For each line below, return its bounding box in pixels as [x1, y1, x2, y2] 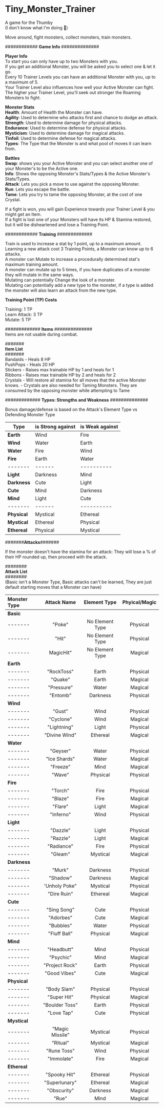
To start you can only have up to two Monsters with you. [5, 58, 118, 64]
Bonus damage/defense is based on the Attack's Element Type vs [5, 406, 138, 412]
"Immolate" [47, 1055, 74, 1062]
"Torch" [51, 787, 70, 794]
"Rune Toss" [46, 1047, 75, 1054]
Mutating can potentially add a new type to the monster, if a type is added [5, 282, 154, 288]
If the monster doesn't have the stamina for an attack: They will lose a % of [5, 549, 156, 554]
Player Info [5, 53, 28, 59]
